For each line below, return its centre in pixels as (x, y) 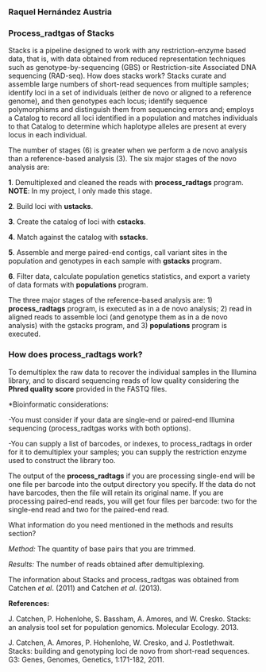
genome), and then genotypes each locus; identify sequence (108, 101)
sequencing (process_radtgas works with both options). (100, 428)
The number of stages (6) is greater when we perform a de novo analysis (128, 150)
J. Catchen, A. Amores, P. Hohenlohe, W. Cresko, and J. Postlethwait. (121, 643)
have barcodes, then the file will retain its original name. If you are (116, 492)
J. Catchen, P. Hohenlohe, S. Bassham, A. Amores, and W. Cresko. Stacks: (130, 619)
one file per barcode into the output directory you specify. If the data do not (132, 484)
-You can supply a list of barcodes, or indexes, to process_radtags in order (130, 443)
